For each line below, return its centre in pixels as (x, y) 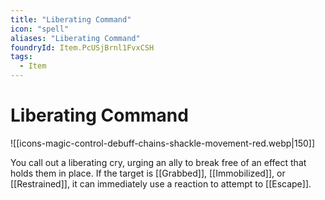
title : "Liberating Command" (71, 19)
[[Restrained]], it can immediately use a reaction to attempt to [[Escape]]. (161, 183)
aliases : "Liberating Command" (75, 38)
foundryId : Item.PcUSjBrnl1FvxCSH (82, 47)
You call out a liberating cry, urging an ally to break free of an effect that (158, 162)
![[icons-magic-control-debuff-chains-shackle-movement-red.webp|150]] (163, 143)
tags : (21, 57)
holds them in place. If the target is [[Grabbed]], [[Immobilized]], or (148, 173)
